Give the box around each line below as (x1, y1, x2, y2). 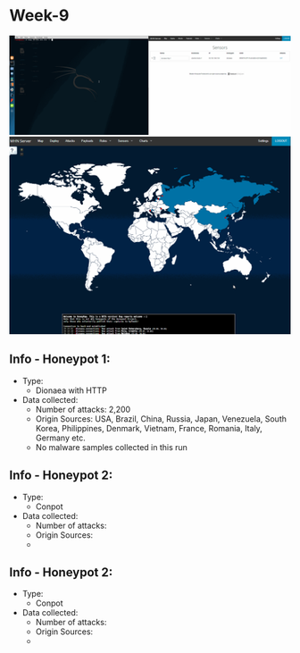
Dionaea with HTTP (35, 385, 107, 396)
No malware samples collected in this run (35, 441, 187, 452)
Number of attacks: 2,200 (35, 404, 131, 414)
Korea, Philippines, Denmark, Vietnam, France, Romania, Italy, (35, 423, 263, 433)
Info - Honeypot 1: (9, 352, 111, 367)
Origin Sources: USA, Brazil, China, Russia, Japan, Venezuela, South (35, 413, 287, 424)
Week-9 (9, 5, 70, 26)
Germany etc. (35, 432, 87, 443)
